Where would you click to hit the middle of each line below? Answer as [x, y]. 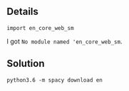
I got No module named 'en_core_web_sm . [64, 41]
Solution [26, 64]
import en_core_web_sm [40, 28]
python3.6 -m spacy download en [55, 80]
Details [22, 12]
